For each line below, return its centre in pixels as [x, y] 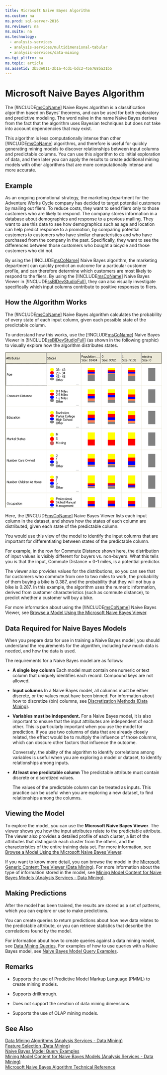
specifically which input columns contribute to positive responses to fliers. [81, 287]
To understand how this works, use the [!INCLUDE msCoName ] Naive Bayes [83, 334]
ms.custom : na [20, 16]
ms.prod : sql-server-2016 [32, 21]
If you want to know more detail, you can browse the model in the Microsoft [83, 862]
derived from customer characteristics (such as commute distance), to [78, 593]
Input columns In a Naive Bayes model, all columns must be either [80, 691]
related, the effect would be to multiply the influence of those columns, [85, 737]
